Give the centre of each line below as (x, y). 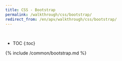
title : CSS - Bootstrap (30, 10)
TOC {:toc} (24, 43)
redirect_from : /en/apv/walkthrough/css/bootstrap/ (61, 19)
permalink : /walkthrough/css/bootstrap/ (49, 15)
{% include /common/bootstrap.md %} (46, 53)
